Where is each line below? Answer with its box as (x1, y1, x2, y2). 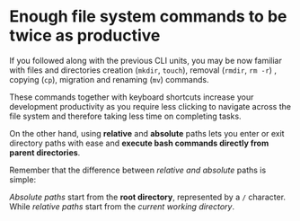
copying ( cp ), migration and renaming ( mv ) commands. (9, 74, 209, 84)
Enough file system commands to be (9, 6, 287, 27)
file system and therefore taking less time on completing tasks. (9, 110, 242, 121)
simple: (9, 173, 37, 185)
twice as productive (9, 25, 161, 46)
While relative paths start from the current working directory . (9, 200, 235, 212)
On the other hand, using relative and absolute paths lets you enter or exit (9, 128, 285, 138)
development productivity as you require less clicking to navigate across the (9, 101, 292, 111)
